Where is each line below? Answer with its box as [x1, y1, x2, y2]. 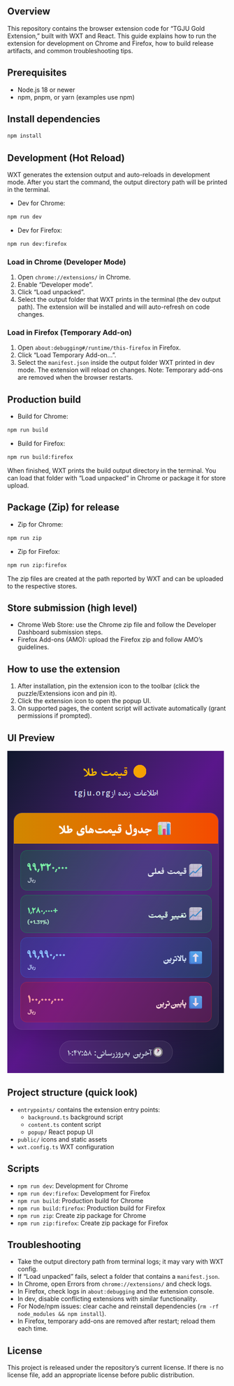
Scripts [7, 1163, 40, 1175]
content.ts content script [27, 1120, 101, 1128]
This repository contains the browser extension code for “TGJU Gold [7, 24, 205, 32]
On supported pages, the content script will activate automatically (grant [17, 704, 226, 713]
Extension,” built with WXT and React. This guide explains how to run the [7, 32, 217, 40]
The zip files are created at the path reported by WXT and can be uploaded [7, 574, 224, 583]
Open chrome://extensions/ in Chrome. [17, 273, 131, 282]
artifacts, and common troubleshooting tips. [7, 46, 133, 55]
